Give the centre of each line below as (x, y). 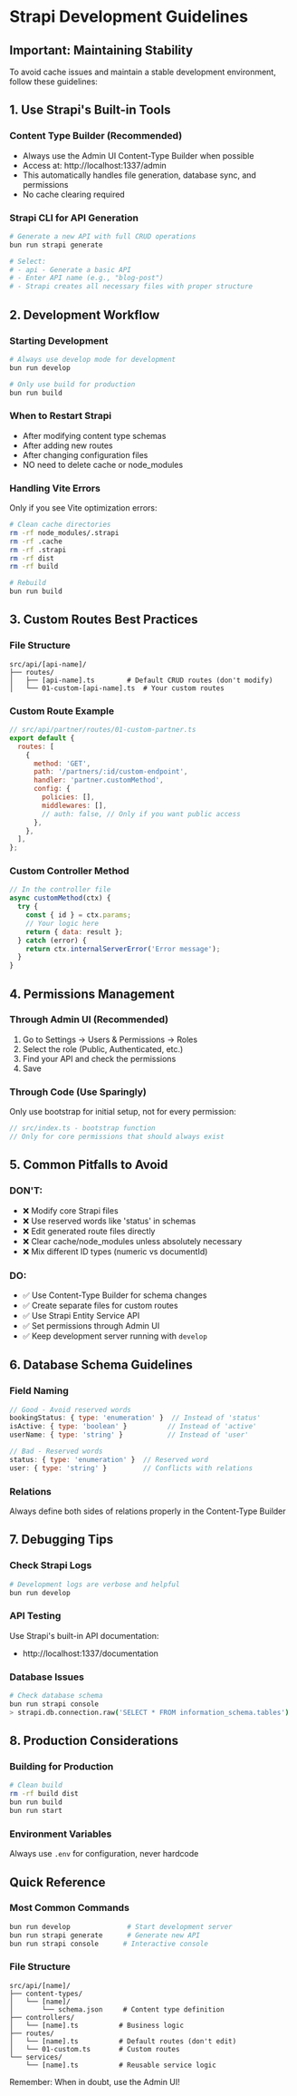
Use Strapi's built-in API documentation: (84, 1635)
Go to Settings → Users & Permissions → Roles (110, 1039)
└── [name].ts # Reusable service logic (121, 2065)
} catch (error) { (53, 941)
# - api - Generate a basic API (70, 269)
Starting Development (59, 340)
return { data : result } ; (75, 931)
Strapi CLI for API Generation (74, 218)
